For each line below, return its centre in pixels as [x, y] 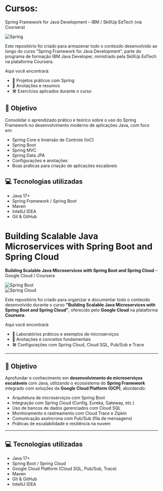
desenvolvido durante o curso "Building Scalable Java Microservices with [80, 304]
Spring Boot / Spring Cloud [39, 464]
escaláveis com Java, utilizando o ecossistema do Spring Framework [75, 383]
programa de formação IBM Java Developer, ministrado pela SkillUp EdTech [81, 56]
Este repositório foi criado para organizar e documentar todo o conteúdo [78, 300]
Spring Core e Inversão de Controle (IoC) [53, 140]
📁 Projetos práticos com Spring [43, 80]
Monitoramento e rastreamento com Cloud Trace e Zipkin [69, 413]
